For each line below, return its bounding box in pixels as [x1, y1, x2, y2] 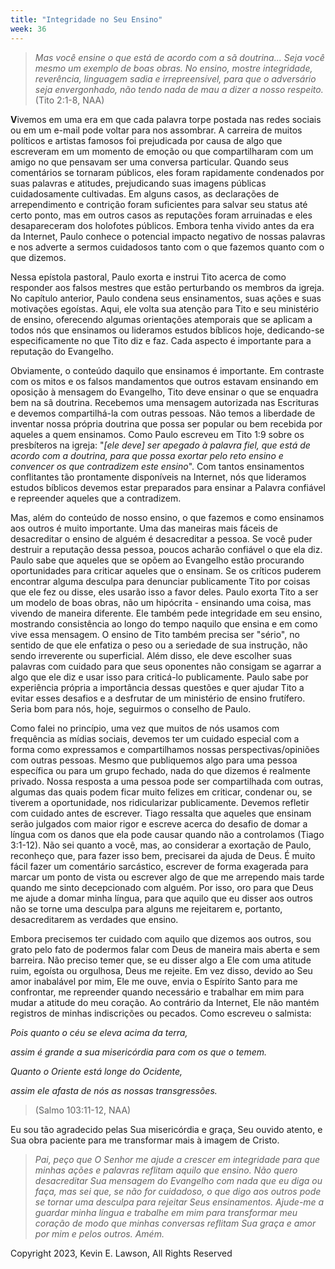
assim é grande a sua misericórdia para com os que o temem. [10, 1046, 268, 1058]
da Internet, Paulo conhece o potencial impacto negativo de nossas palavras [10, 230, 326, 242]
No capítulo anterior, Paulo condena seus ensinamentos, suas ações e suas [10, 292, 322, 304]
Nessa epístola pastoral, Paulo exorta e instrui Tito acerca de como [10, 271, 287, 283]
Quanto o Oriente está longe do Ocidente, [10, 1065, 183, 1077]
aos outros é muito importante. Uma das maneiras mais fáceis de [10, 522, 278, 534]
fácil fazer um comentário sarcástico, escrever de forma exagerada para [10, 860, 309, 872]
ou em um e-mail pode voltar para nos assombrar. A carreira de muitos [10, 124, 303, 136]
